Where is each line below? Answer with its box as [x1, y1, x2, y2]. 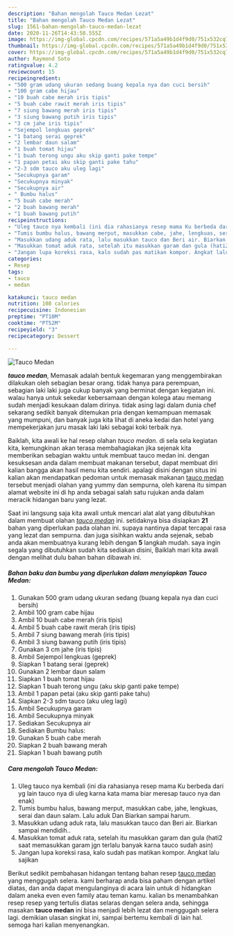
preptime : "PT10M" [8, 313, 61, 320]
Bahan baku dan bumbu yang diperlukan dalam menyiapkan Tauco [8, 569, 208, 577]
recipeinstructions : [8, 217, 68, 224]
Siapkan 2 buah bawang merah [17, 741, 108, 750]
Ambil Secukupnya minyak [17, 712, 94, 720]
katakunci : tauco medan [8, 294, 77, 301]
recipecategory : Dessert [8, 333, 80, 340]
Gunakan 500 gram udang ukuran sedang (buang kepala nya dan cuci [17, 594, 218, 602]
